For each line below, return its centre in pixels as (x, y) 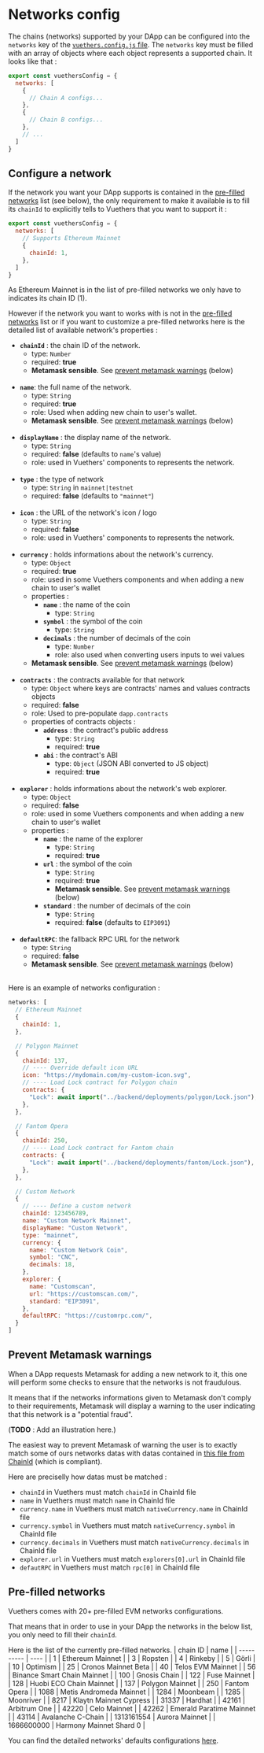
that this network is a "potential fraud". (71, 1414)
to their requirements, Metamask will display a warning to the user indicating (132, 1406)
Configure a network (60, 174)
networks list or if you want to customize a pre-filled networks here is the (126, 322)
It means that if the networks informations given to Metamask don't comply (130, 1397)
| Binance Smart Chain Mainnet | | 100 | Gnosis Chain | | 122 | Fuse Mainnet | (132, 1675)
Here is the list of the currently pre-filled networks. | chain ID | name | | (123, 1650)
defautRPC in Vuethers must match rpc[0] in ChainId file (110, 1567)
